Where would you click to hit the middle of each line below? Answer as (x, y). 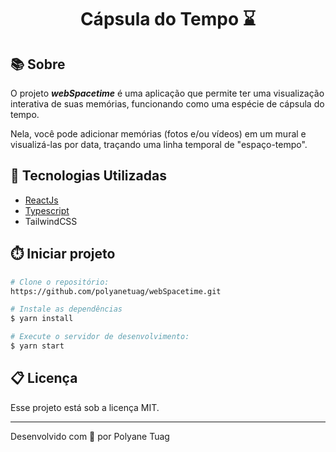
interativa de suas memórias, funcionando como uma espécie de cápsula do (167, 104)
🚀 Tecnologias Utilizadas (88, 176)
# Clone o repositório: (60, 282)
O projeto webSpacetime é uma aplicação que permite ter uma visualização (167, 93)
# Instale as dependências (66, 309)
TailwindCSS (51, 221)
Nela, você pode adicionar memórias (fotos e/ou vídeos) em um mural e (158, 134)
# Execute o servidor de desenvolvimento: (100, 337)
